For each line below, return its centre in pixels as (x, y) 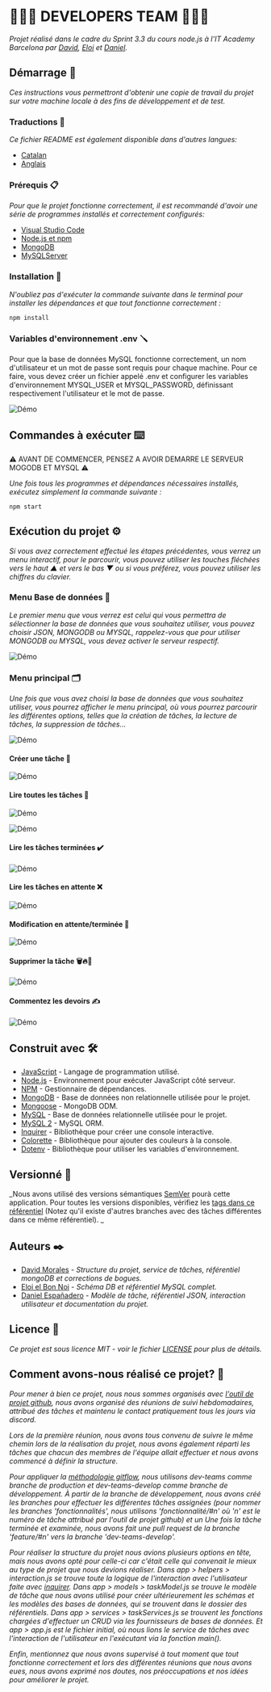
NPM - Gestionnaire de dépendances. (84, 1089)
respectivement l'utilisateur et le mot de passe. (87, 393)
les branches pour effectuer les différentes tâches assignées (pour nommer (135, 1502)
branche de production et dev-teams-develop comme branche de (119, 1485)
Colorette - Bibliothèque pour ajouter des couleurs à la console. (126, 1141)
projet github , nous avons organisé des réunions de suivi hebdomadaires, (132, 1402)
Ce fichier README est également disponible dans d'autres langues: (123, 140)
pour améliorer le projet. (49, 1679)
